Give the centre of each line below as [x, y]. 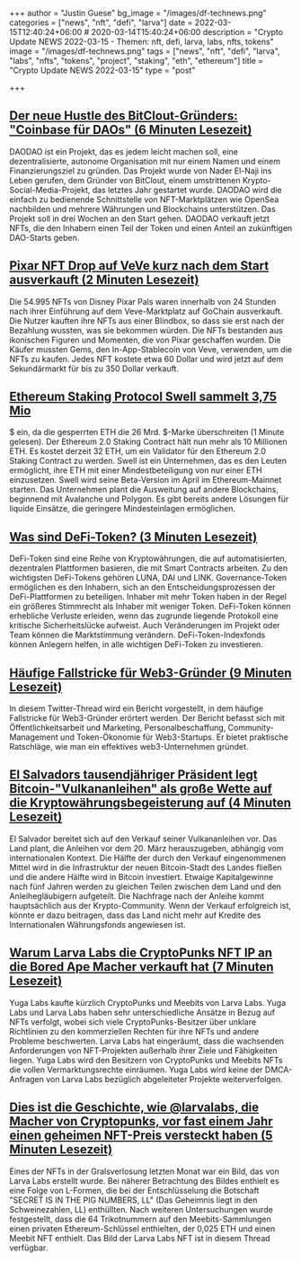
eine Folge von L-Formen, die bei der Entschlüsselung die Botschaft [134, 1190]
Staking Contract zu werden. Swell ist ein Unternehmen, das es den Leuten [148, 461]
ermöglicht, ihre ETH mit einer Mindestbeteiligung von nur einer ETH [136, 470]
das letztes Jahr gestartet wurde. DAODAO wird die [187, 190]
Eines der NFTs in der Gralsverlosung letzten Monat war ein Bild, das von [145, 1171]
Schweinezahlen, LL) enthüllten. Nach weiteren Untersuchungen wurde [142, 1209]
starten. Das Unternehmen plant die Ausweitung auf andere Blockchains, [144, 490]
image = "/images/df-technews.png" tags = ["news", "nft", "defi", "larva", [145, 51]
